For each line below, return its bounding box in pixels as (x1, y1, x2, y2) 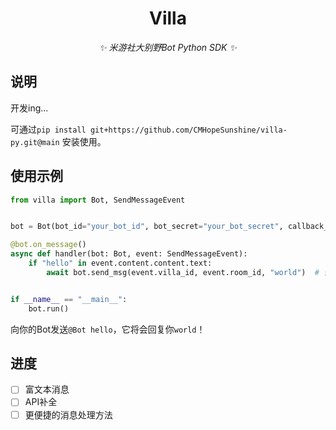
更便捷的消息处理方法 (24, 408, 113, 421)
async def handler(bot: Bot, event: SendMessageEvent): (10, 249, 248, 259)
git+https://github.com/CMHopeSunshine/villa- (89, 125, 288, 135)
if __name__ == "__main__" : (10, 294, 128, 304)
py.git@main (10, 137, 60, 147)
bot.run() (28, 303, 70, 314)
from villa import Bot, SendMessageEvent (10, 195, 186, 205)
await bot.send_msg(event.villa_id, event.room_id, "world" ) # (46, 267, 320, 277)
